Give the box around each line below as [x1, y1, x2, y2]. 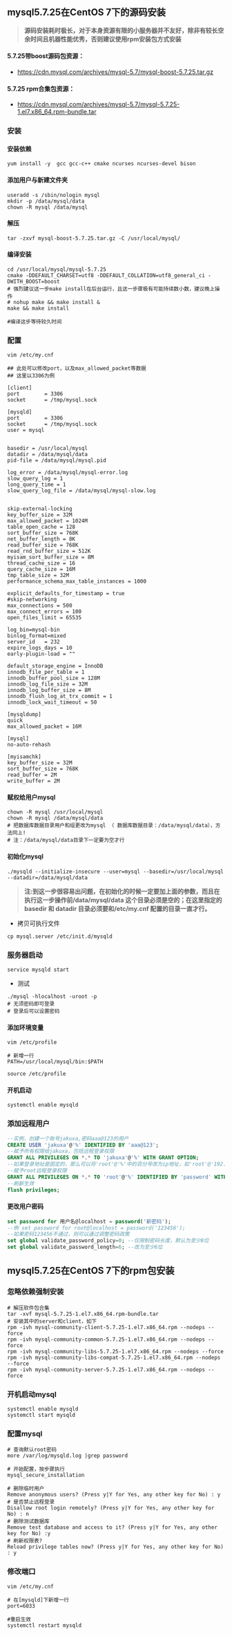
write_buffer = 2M [7, 778, 60, 784]
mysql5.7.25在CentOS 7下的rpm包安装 [7, 1264, 175, 1277]
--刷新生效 [7, 1180, 35, 1187]
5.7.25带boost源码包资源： [7, 52, 85, 60]
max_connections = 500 [7, 602, 72, 610]
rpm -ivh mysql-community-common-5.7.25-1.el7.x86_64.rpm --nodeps [7, 1336, 206, 1343]
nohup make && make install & [13, 299, 100, 305]
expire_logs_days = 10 [7, 645, 72, 652]
